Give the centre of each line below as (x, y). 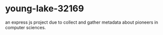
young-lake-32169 (45, 9)
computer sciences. (26, 27)
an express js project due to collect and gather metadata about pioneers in (82, 22)
